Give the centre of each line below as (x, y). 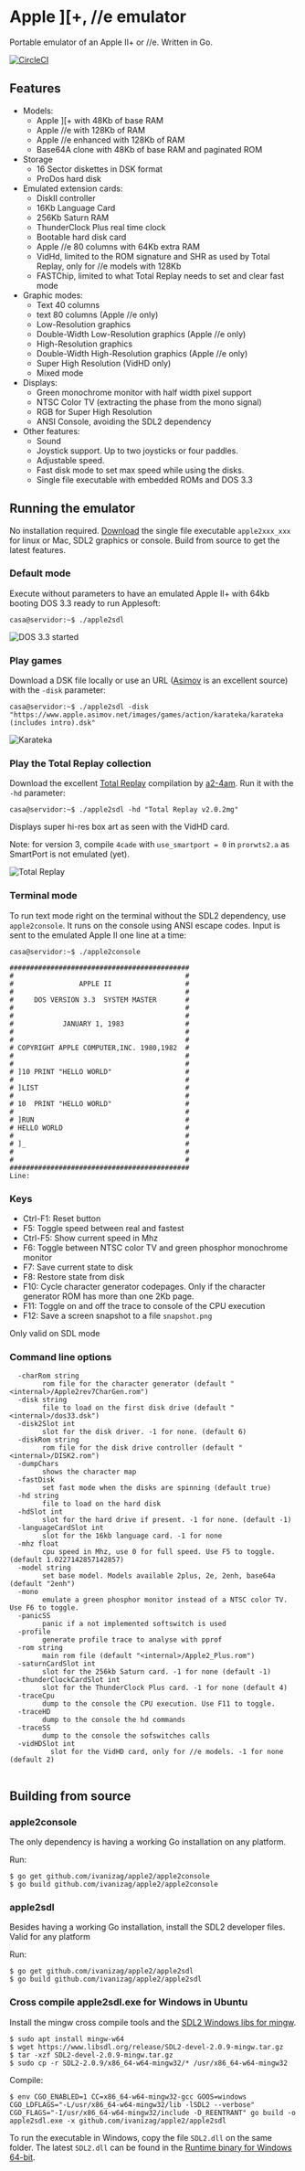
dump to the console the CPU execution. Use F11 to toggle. (159, 1704)
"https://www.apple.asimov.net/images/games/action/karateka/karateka (147, 715)
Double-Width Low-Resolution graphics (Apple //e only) (141, 334)
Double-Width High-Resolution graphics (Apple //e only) (142, 353)
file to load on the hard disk (102, 1504)
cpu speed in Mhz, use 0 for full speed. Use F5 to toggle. (159, 1552)
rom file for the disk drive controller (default (138, 1448)
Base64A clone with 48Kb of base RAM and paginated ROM (149, 149)
